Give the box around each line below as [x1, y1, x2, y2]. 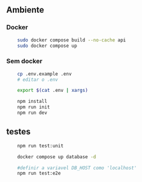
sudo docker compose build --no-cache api [17, 37, 126, 43]
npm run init [17, 104, 50, 110]
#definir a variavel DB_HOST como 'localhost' [17, 164, 137, 171]
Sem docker [6, 57, 42, 66]
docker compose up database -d [17, 153, 96, 160]
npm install [17, 99, 47, 105]
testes [6, 127, 31, 137]
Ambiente [6, 5, 44, 15]
